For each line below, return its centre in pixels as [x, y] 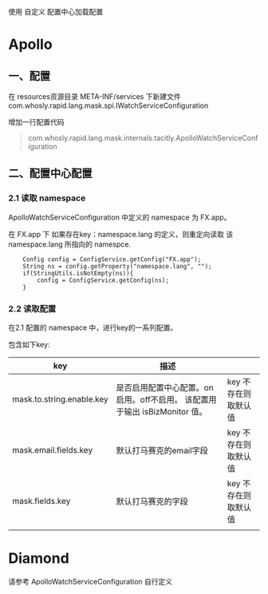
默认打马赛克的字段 [152, 501]
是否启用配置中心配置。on [165, 387]
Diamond [39, 558]
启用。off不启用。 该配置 [162, 399]
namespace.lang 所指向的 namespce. [70, 244]
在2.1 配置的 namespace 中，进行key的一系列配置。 [93, 327]
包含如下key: [29, 344]
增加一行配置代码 [36, 122]
